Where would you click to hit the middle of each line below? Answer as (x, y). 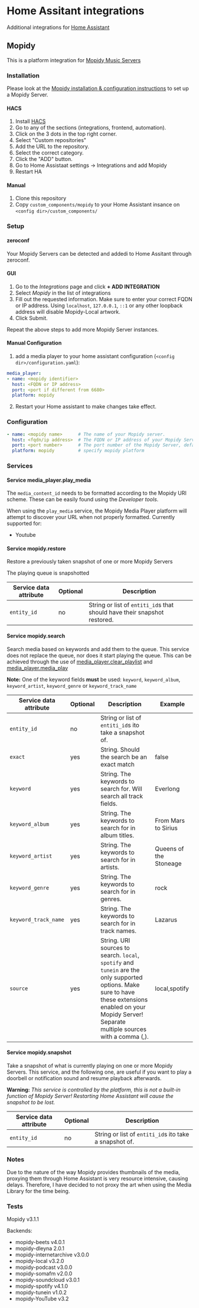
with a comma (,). (125, 1036)
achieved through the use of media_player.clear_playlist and (80, 662)
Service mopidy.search (36, 636)
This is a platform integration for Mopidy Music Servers (74, 60)
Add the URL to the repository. (52, 147)
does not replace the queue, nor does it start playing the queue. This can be (99, 655)
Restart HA (28, 172)
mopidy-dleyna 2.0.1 (40, 1249)
